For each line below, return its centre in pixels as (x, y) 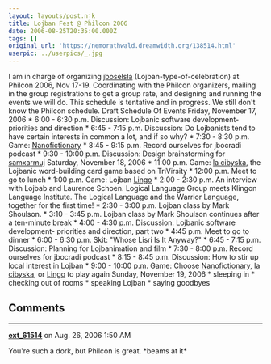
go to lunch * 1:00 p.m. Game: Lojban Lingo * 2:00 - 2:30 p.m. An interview (133, 180)
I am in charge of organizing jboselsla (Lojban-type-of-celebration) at (124, 76)
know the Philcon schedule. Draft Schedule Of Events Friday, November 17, (133, 111)
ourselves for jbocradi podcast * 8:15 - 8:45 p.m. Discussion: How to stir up (134, 257)
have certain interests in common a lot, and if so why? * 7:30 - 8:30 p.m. (129, 137)
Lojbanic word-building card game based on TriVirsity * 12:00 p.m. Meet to (133, 171)
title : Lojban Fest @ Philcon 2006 (68, 23)
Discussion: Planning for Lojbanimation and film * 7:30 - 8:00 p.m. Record (131, 248)
